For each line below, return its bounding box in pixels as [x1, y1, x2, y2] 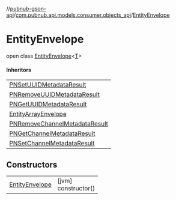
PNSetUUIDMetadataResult [9, 80, 86, 89]
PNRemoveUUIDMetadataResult [9, 90, 100, 98]
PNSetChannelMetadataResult [9, 139, 95, 148]
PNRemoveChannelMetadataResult [9, 120, 109, 128]
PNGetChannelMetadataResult [9, 129, 96, 138]
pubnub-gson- [10, 5, 47, 12]
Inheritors [6, 66, 32, 73]
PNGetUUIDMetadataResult [9, 100, 87, 109]
